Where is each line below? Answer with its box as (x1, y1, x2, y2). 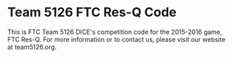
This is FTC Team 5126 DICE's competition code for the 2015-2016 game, (7, 28, 222, 36)
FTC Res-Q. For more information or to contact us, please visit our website (7, 35, 226, 43)
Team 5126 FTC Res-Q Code (7, 4, 177, 21)
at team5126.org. (7, 42, 57, 51)
